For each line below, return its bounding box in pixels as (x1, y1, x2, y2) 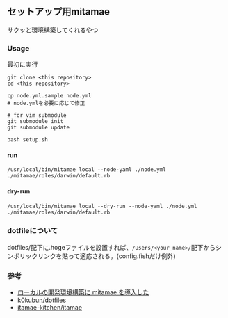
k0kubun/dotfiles (17, 296, 67, 304)
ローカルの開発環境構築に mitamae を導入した (17, 288, 149, 296)
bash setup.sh (7, 136, 49, 143)
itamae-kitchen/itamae (17, 303, 82, 312)
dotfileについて (7, 226, 58, 236)
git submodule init (7, 118, 64, 125)
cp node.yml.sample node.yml (7, 93, 92, 100)
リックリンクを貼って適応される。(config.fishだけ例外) (19, 252, 176, 260)
